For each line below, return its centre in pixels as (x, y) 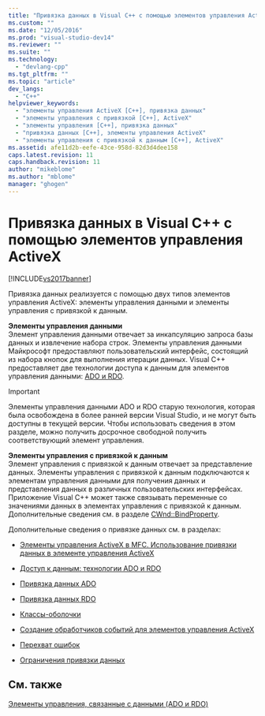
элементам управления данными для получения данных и (107, 480)
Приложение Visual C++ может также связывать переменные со (118, 497)
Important (24, 391)
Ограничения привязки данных (72, 660)
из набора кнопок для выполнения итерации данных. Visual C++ (117, 359)
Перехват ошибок (50, 644)
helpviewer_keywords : (44, 103)
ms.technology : (33, 60)
